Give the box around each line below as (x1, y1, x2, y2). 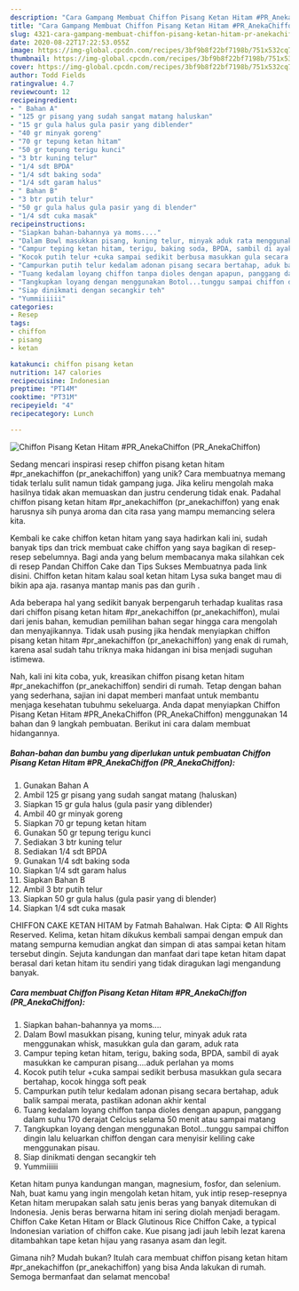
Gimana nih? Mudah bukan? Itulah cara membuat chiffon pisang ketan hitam (10, 1252, 288, 1263)
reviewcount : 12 (10, 87, 70, 96)
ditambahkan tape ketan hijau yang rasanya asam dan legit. (10, 1235, 227, 1246)
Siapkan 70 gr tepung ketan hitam (22, 817, 147, 828)
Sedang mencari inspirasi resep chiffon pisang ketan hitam (10, 459, 225, 469)
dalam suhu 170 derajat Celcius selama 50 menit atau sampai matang (22, 1113, 276, 1125)
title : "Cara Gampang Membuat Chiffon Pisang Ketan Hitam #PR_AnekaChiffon (10, 21, 296, 30)
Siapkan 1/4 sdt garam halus (22, 864, 127, 876)
